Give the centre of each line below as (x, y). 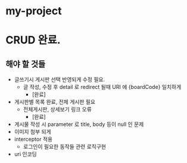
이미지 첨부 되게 (32, 132)
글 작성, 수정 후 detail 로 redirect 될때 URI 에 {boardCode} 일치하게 (102, 87)
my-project (34, 11)
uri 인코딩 (25, 154)
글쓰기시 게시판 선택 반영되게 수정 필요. (60, 79)
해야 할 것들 (26, 64)
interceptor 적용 (33, 139)
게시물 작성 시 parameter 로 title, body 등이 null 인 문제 (79, 124)
